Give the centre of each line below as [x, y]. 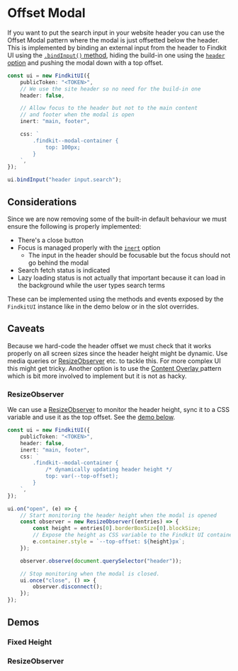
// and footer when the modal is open [77, 115]
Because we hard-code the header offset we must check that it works [109, 345]
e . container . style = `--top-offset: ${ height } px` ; [109, 542]
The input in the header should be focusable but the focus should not [129, 255]
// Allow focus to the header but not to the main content [109, 108]
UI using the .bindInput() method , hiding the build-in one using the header [116, 55]
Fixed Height [30, 642]
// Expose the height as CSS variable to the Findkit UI [118, 535]
